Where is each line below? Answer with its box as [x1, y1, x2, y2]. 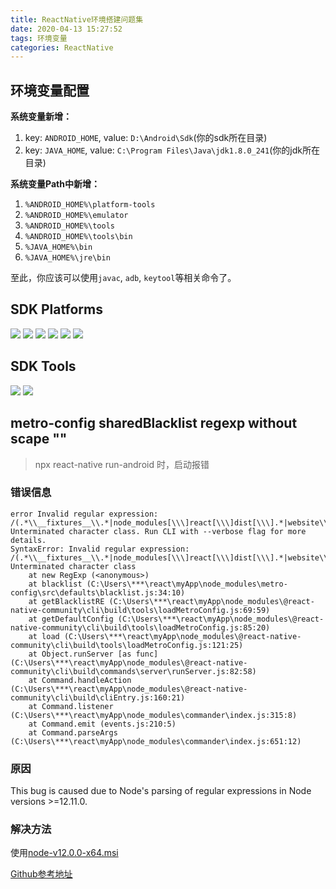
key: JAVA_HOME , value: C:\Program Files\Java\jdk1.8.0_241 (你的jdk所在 [24, 144, 320, 156]
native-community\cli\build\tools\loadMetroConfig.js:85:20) [10, 622, 271, 633]
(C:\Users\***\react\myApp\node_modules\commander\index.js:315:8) [10, 710, 298, 720]
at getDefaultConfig [28, 614, 114, 624]
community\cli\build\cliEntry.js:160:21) [10, 692, 186, 703]
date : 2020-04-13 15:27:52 [10, 24, 123, 34]
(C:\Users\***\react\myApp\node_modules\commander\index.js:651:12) [10, 736, 302, 746]
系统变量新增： [10, 111, 72, 123]
